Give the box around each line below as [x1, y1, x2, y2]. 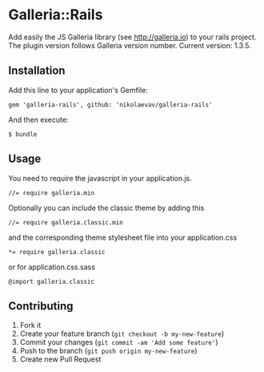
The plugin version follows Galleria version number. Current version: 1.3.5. [8, 40, 252, 50]
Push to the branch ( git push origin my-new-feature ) [19, 346, 198, 356]
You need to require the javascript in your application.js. [8, 173, 192, 183]
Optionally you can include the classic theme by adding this [8, 203, 205, 212]
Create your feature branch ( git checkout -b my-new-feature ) [19, 329, 225, 338]
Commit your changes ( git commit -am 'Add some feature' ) [19, 338, 218, 347]
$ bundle [8, 130, 38, 138]
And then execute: [8, 115, 69, 124]
